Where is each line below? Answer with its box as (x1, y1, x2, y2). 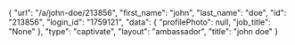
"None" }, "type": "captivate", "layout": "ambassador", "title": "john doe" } (8, 26, 279, 36)
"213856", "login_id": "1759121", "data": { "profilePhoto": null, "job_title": (8, 17, 271, 27)
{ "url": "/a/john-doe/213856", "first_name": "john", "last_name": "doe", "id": (8, 8, 287, 18)
